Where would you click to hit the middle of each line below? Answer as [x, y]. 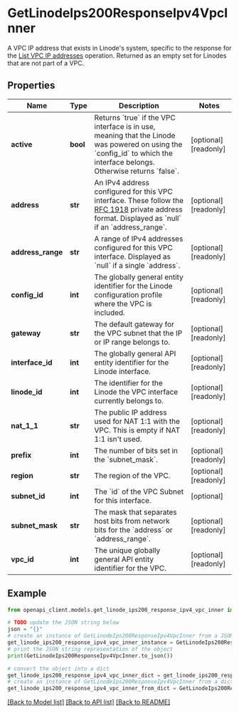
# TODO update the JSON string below [63, 623]
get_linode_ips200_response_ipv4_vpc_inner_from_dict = [92, 689]
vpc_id [22, 559]
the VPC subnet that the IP [138, 333]
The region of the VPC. [132, 475]
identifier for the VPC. [131, 568]
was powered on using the [138, 144]
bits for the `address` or [133, 530]
